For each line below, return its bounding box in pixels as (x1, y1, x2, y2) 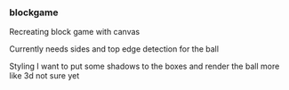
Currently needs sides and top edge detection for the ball (9, 44, 220, 54)
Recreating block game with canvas (9, 27, 140, 37)
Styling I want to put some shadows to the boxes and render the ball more (9, 61, 280, 72)
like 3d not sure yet (9, 70, 80, 81)
